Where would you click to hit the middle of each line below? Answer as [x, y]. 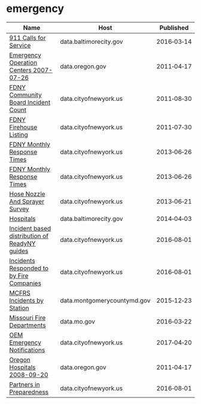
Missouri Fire [28, 318]
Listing [19, 134]
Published [174, 28]
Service [20, 45]
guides [19, 251]
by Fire [19, 276]
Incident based [30, 228]
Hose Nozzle [27, 194]
